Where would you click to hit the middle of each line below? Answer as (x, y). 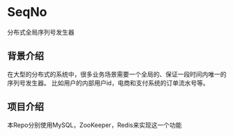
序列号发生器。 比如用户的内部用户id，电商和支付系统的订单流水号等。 (108, 83)
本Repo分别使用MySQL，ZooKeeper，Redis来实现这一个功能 (95, 125)
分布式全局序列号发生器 (41, 32)
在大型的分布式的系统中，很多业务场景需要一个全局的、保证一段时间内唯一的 (117, 74)
